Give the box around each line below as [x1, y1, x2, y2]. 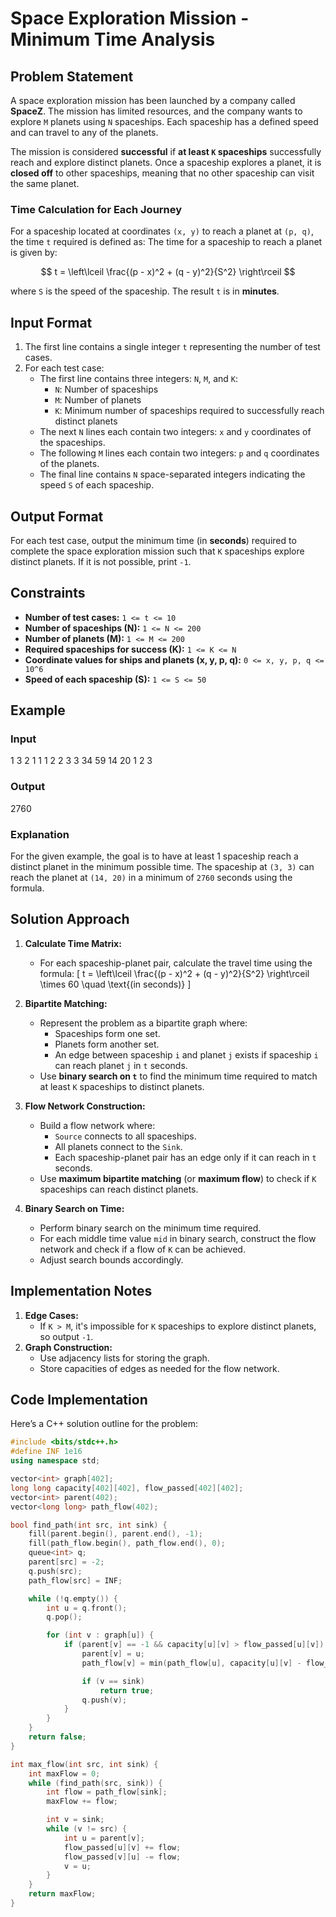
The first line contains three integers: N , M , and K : [39, 373, 239, 385]
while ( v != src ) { [46, 1824, 128, 1834]
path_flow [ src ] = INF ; [28, 1575, 123, 1586]
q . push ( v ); [81, 1695, 128, 1705]
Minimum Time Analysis [10, 28, 216, 51]
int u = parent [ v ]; [63, 1833, 145, 1843]
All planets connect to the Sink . [54, 1140, 183, 1152]
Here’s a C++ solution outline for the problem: [10, 1418, 199, 1430]
